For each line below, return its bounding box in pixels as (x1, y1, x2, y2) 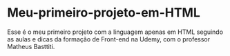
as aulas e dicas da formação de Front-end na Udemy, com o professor (7, 35, 211, 43)
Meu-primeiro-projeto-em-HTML (7, 5, 200, 21)
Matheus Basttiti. (7, 42, 55, 50)
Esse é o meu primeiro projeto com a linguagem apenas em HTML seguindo (7, 28, 223, 36)
